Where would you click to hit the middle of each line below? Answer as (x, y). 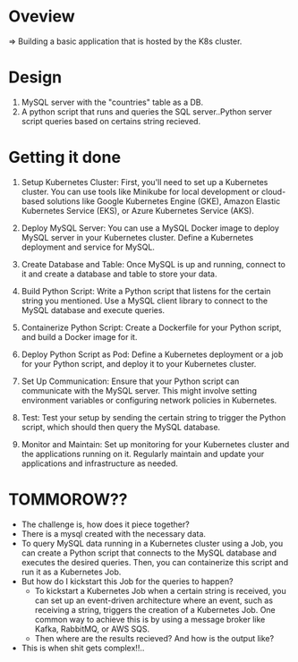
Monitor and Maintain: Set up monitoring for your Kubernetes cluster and (155, 444)
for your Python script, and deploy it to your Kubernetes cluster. (139, 363)
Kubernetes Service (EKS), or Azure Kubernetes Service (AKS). (137, 210)
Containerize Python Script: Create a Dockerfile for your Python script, (151, 327)
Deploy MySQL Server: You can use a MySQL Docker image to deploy (150, 228)
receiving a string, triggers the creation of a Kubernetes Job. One (155, 609)
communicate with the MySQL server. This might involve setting (139, 390)
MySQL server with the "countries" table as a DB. (112, 102)
